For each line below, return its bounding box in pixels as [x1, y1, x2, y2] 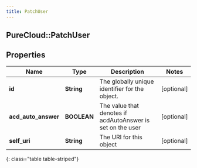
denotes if [99, 109, 127, 117]
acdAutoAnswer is [99, 116, 150, 124]
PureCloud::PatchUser [6, 30, 90, 40]
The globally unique [99, 77, 154, 85]
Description [110, 67, 145, 76]
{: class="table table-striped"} [6, 155, 79, 162]
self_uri [9, 136, 30, 145]
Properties [6, 50, 46, 60]
